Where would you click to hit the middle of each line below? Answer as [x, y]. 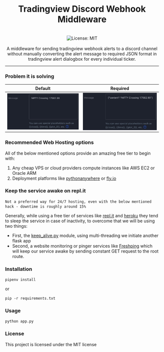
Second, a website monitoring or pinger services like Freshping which [82, 246]
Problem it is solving [30, 76]
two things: [16, 226]
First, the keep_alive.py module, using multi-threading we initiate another [85, 235]
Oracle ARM [24, 173]
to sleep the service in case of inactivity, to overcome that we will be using [80, 221]
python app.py [20, 322]
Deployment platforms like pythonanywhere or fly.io [64, 178]
